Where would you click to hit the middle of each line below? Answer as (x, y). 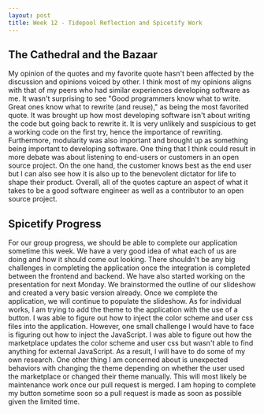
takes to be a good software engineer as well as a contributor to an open (126, 190)
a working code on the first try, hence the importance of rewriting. (115, 132)
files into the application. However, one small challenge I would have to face (131, 327)
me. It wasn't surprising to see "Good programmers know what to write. (125, 98)
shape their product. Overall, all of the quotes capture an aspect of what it (128, 183)
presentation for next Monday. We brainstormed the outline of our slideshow (132, 285)
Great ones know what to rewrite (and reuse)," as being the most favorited (128, 107)
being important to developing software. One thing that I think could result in (132, 149)
